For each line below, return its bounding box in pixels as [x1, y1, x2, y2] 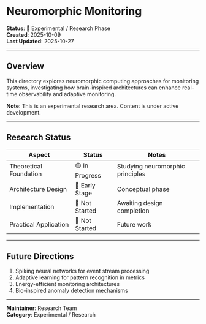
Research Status [6, 132, 71, 143]
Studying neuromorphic [116, 162, 185, 171]
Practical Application [9, 220, 69, 228]
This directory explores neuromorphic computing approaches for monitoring [6, 77, 199, 85]
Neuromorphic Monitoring [6, 4, 142, 18]
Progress [75, 171, 101, 179]
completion [116, 206, 150, 215]
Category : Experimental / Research [6, 311, 96, 318]
